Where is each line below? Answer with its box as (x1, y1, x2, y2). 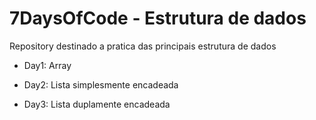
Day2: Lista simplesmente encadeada (23, 78, 179, 91)
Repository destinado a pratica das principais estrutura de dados (9, 40, 277, 52)
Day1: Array (23, 59, 72, 71)
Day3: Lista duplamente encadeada (23, 98, 171, 110)
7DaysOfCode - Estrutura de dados (9, 7, 307, 30)
